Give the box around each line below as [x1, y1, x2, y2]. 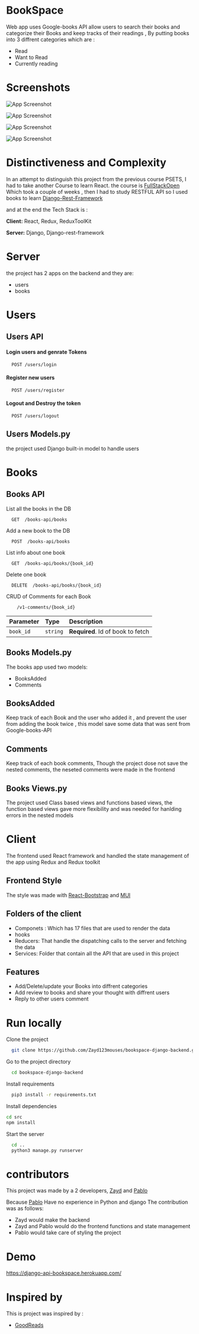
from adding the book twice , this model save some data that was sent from [6, 721, 191, 728]
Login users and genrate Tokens [6, 348, 87, 355]
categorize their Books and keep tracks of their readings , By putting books [6, 29, 190, 36]
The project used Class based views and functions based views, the [6, 799, 173, 806]
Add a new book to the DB [6, 527, 70, 534]
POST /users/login [11, 361, 57, 367]
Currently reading [14, 60, 58, 67]
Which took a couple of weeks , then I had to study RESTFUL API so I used [6, 188, 188, 195]
